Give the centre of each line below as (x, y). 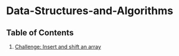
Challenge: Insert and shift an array (58, 47)
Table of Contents (40, 33)
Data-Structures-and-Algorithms (90, 11)
